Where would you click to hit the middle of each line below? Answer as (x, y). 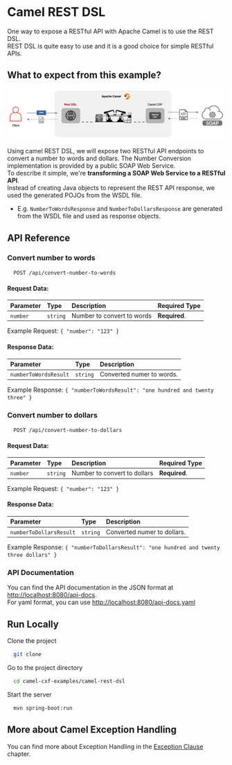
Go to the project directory (45, 668)
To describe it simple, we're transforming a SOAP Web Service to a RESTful (116, 173)
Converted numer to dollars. (146, 532)
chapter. (19, 754)
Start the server (29, 695)
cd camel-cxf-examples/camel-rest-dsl (70, 681)
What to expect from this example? (84, 75)
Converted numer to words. (139, 375)
